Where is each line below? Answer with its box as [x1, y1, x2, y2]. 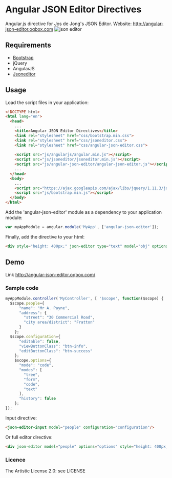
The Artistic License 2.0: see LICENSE [5, 468, 85, 474]
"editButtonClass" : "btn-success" [18, 348, 93, 353]
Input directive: [5, 414, 37, 421]
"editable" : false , [18, 338, 60, 344]
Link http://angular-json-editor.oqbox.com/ [5, 271, 96, 277]
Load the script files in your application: [5, 99, 89, 106]
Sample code [5, 284, 39, 291]
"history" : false [18, 396, 56, 401]
